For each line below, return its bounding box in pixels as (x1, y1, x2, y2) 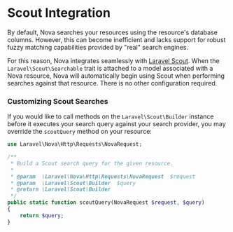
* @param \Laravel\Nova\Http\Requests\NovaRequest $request (10, 173, 196, 180)
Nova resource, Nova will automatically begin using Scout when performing (7, 71, 225, 80)
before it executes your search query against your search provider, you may (7, 120, 226, 128)
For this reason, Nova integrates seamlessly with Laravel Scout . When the (7, 56, 220, 64)
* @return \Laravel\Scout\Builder (10, 186, 111, 193)
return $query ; (20, 212, 64, 219)
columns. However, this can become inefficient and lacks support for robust (7, 35, 226, 43)
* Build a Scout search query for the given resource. (10, 160, 174, 167)
